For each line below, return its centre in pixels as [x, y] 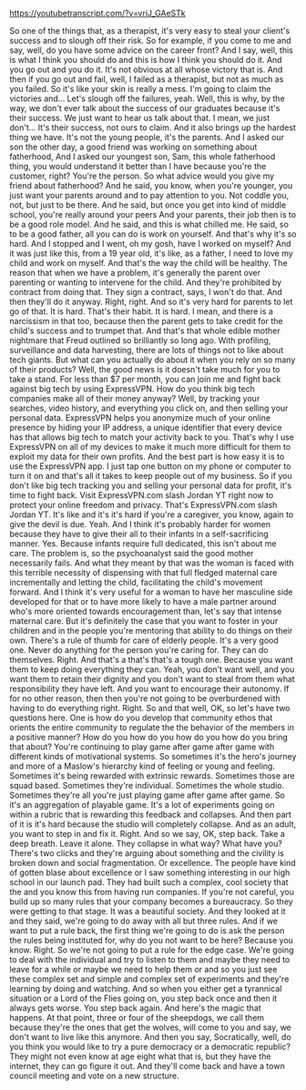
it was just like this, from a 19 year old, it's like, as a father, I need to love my [151, 253]
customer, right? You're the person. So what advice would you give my [142, 176]
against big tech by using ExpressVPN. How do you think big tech [132, 389]
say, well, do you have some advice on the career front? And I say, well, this [151, 50]
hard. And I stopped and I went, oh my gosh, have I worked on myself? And [150, 244]
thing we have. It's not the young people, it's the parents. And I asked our [147, 137]
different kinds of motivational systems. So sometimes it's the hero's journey [153, 756]
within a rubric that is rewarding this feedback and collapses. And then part [150, 815]
